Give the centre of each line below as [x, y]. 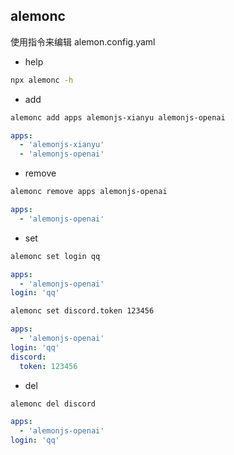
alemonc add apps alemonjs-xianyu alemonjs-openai [118, 117]
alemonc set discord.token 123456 [82, 311]
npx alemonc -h [42, 80]
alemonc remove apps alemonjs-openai [89, 192]
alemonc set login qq [55, 256]
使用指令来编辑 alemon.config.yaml [83, 41]
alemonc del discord [53, 404]
